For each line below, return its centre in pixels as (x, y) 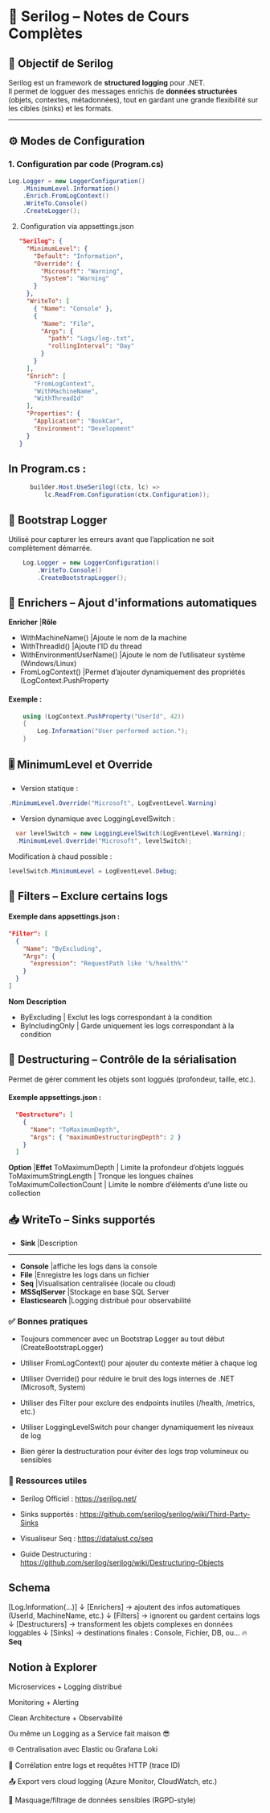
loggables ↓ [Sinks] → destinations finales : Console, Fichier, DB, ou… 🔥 (128, 1633)
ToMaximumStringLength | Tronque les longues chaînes (101, 1176)
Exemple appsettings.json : (55, 1098)
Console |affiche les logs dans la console (88, 1266)
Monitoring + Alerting (43, 1703)
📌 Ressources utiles (48, 1481)
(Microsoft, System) (53, 1387)
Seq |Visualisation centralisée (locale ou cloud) (98, 1284)
